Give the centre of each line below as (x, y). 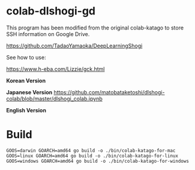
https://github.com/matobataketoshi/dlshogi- (109, 92)
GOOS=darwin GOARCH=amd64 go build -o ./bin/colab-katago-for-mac (91, 150)
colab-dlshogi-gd (51, 11)
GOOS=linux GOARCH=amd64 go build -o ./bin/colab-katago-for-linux (92, 156)
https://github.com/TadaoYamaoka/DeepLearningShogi (74, 46)
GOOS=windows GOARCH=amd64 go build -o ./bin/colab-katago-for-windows (97, 161)
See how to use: (26, 57)
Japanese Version (29, 92)
